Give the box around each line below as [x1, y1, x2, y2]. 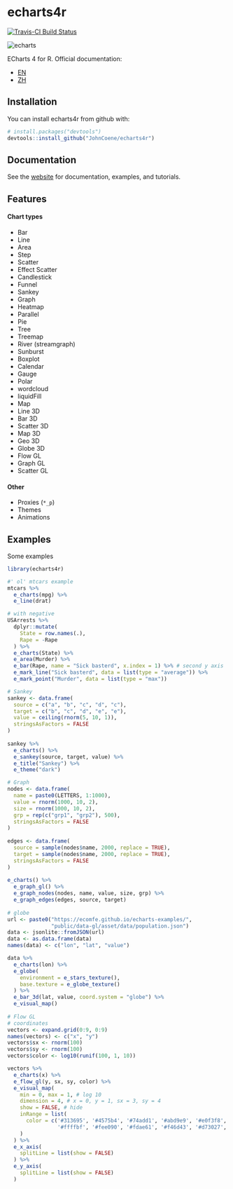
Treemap [17, 332, 44, 341]
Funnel [17, 280, 37, 288]
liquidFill [17, 392, 42, 400]
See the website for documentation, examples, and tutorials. [7, 172, 181, 181]
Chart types [7, 212, 43, 221]
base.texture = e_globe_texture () [20, 981, 120, 988]
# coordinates [7, 1019, 49, 1027]
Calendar [17, 362, 44, 370]
